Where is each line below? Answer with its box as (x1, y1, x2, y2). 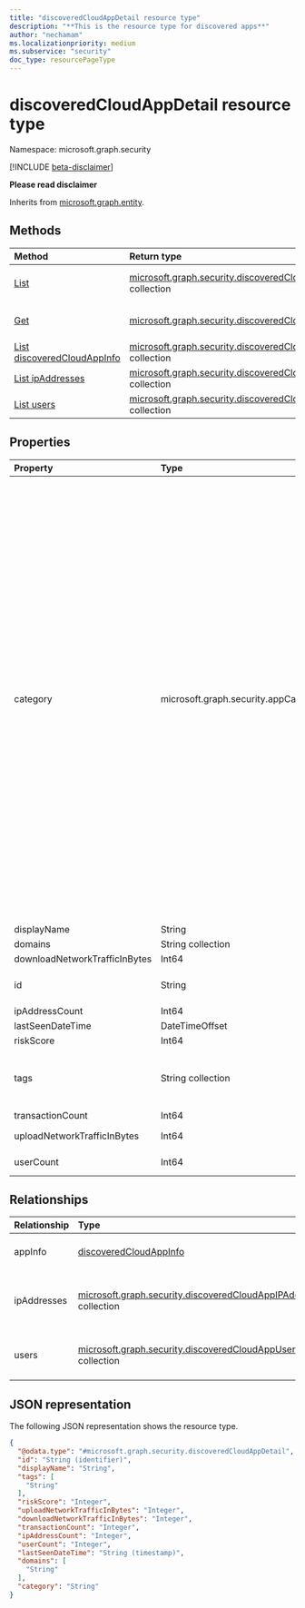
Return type (129, 250, 182, 262)
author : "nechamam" (9, 30, 84, 39)
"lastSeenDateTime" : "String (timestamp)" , (17, 1548, 184, 1557)
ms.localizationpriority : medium (9, 38, 136, 48)
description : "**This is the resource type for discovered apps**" (9, 22, 271, 31)
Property (14, 461, 54, 474)
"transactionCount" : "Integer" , (17, 1523, 141, 1532)
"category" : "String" (17, 1582, 100, 1592)
